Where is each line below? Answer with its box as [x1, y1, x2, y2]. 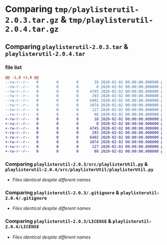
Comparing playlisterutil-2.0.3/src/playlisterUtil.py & [5, 160, 148, 167]
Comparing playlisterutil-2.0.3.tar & [5, 42, 128, 51]
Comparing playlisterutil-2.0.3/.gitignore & [5, 189, 120, 196]
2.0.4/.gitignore [5, 195, 47, 201]
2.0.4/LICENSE [5, 224, 39, 230]
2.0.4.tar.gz [5, 25, 59, 34]
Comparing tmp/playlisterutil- [5, 3, 139, 15]
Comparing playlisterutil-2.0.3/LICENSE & [5, 218, 112, 225]
